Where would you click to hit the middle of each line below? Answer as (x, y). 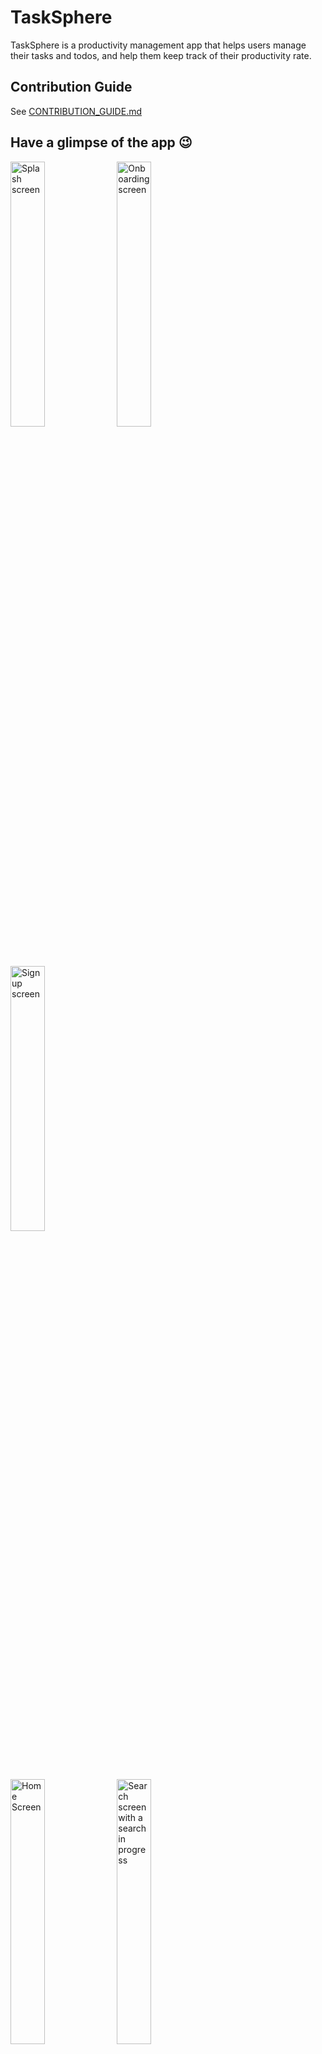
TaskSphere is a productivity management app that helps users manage (158, 45)
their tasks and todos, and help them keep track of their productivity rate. (161, 55)
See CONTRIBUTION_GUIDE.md (76, 111)
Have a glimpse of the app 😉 (101, 142)
